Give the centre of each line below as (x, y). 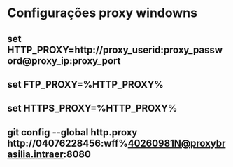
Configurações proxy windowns (103, 13)
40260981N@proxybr (177, 143)
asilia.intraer (36, 154)
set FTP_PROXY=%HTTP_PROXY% (86, 85)
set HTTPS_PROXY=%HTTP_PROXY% (92, 108)
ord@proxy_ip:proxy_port (64, 61)
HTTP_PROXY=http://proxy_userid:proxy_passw (115, 49)
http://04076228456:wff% (68, 143)
